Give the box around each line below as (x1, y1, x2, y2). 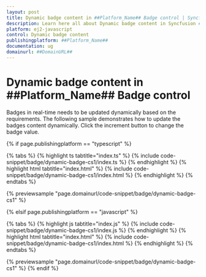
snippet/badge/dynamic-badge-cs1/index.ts (6, 158, 118, 165)
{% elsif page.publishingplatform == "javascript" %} (6, 208, 138, 215)
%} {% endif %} (18, 264, 59, 271)
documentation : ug (6, 44, 53, 50)
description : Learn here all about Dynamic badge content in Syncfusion (6, 20, 196, 26)
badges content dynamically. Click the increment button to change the (6, 121, 184, 129)
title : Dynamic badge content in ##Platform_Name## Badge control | (6, 15, 185, 21)
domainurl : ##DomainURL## (6, 49, 72, 55)
